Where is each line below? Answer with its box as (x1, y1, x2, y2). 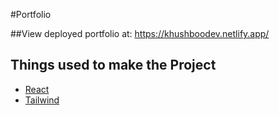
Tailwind (24, 94, 60, 106)
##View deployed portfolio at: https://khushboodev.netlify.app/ (10, 28, 270, 39)
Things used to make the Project (10, 57, 217, 74)
